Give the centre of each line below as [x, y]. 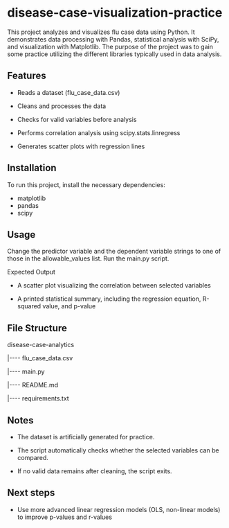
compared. [33, 458]
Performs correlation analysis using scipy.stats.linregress [99, 132]
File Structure [37, 328]
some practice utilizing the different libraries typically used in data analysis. [114, 54]
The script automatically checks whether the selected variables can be [118, 450]
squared [29, 306]
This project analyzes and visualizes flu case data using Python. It [101, 32]
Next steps [31, 493]
